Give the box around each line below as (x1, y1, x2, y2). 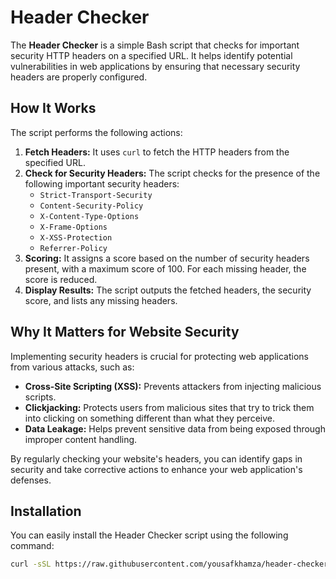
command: (10, 540, 55, 552)
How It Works (10, 100, 97, 117)
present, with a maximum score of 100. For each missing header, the (24, 262, 307, 275)
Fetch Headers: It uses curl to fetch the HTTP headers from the (24, 146, 290, 158)
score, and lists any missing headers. (24, 294, 178, 306)
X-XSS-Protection (39, 232, 113, 243)
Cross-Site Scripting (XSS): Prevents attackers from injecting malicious (24, 380, 322, 392)
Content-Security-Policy (39, 201, 144, 211)
